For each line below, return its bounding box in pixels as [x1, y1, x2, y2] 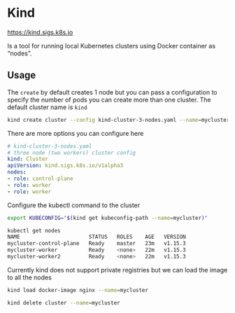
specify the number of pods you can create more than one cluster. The [7, 95, 211, 104]
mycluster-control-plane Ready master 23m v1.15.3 [7, 240, 187, 247]
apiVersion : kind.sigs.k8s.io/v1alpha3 [7, 162, 124, 169]
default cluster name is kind [7, 103, 87, 111]
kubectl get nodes [7, 227, 61, 234]
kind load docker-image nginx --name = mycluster [7, 286, 149, 293]
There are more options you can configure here [7, 129, 144, 137]
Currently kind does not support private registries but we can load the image [7, 265, 228, 274]
